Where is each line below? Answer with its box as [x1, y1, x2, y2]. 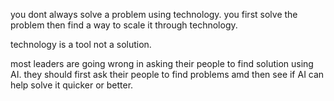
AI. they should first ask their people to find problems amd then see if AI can [10, 69, 325, 80]
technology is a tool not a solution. [10, 39, 152, 50]
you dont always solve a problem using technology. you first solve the [10, 9, 298, 20]
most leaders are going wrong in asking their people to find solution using [10, 58, 314, 69]
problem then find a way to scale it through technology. [10, 19, 238, 31]
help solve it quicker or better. [10, 79, 134, 91]
